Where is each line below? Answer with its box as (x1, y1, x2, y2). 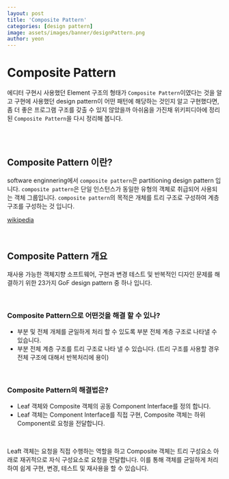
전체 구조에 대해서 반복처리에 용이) (16, 353, 109, 361)
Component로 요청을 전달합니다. (16, 419, 105, 428)
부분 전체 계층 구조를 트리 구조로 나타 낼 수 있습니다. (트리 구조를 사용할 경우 (16, 344, 220, 353)
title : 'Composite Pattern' (7, 16, 87, 23)
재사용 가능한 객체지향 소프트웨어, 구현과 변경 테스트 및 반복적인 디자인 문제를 (7, 270, 213, 278)
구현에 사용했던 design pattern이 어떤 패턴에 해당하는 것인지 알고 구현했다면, (14, 97, 219, 106)
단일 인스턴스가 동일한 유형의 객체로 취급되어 (81, 184, 200, 193)
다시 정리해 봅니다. (73, 114, 123, 123)
